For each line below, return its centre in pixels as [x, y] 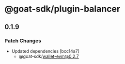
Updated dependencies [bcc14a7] [45, 51]
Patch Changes [23, 41]
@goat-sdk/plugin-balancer [62, 9]
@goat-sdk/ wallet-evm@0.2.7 [49, 56]
